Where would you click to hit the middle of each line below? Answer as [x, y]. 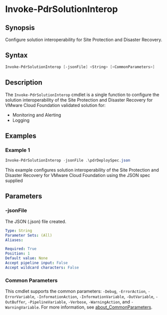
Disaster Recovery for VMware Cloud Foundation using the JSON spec [78, 175]
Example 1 [18, 150]
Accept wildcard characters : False [42, 267]
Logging [21, 120]
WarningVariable [22, 308]
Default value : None [27, 258]
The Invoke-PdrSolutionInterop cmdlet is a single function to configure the [82, 94]
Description [24, 83]
